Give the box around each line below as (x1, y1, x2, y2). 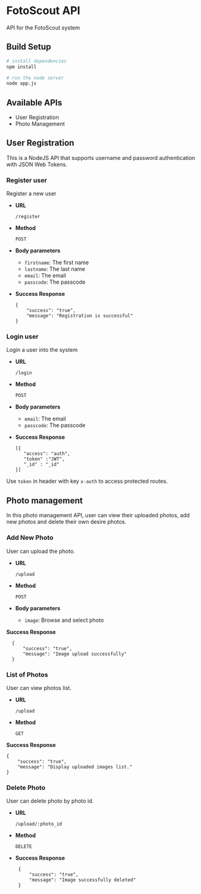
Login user (6, 332, 38, 341)
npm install (6, 64, 37, 70)
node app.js (6, 80, 37, 86)
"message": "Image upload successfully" (22, 651, 127, 657)
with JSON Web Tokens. (6, 161, 68, 168)
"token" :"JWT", (23, 456, 65, 463)
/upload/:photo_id (15, 821, 62, 827)
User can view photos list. (6, 684, 72, 691)
